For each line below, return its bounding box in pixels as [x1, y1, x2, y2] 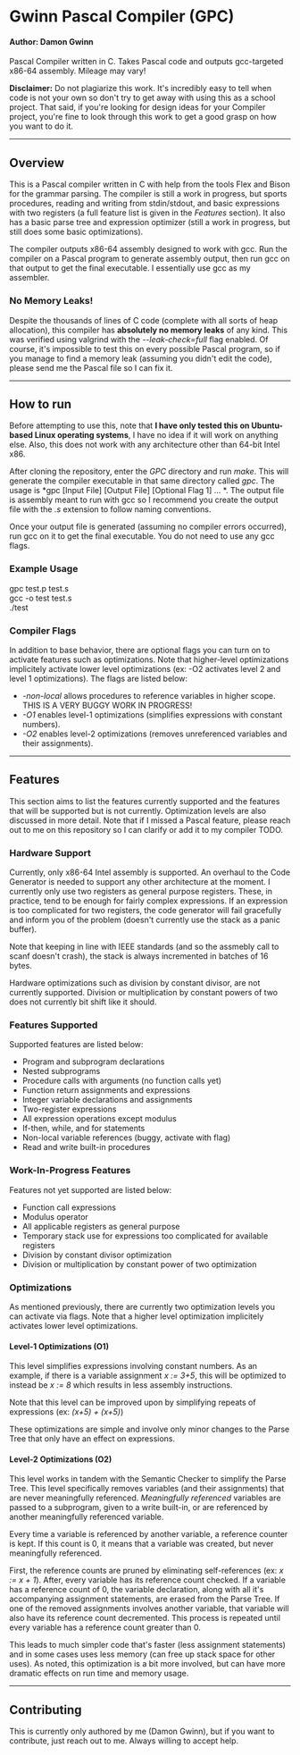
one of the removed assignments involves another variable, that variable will [9, 1603, 289, 1614]
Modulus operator [21, 1211, 89, 1222]
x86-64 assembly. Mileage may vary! [9, 65, 146, 77]
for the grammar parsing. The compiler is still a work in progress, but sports [9, 189, 287, 199]
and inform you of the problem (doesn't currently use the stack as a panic [9, 914, 281, 926]
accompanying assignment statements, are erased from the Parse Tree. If [9, 1593, 280, 1605]
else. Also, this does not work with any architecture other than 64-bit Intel [9, 440, 280, 450]
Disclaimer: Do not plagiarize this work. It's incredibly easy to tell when [9, 83, 272, 94]
